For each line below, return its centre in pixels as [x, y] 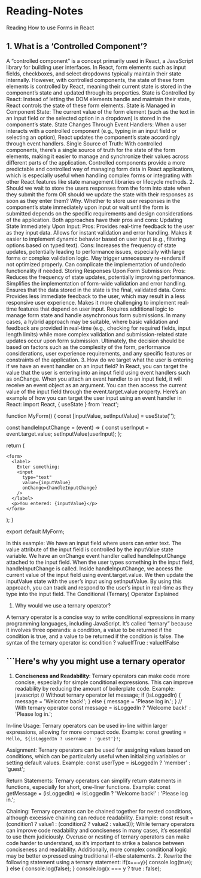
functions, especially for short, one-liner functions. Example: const [88, 787]
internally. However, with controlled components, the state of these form [95, 80]
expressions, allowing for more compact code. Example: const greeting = [96, 732]
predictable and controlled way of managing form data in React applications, [100, 169]
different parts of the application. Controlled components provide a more [96, 162]
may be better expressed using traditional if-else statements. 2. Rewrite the [99, 856]
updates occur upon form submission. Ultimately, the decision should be [95, 341]
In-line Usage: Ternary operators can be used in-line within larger [87, 725]
